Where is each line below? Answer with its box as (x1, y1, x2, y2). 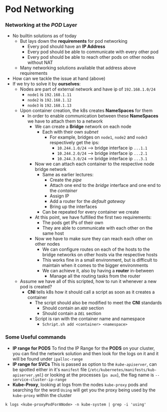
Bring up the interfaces (49, 203, 97, 210)
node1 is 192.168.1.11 (27, 91, 71, 97)
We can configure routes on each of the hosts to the (42, 246, 150, 252)
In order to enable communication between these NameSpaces (27, 113, 158, 119)
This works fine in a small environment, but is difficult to (42, 257, 157, 263)
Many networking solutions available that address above (19, 65, 136, 71)
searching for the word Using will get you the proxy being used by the (12, 387, 156, 393)
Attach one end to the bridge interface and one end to (49, 182, 161, 188)
